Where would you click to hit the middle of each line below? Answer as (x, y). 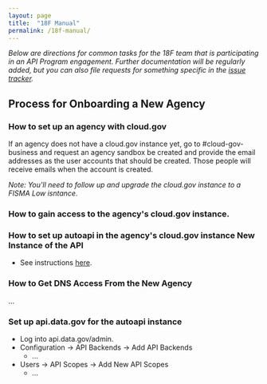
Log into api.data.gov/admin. (67, 338)
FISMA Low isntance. (43, 193)
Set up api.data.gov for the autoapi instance (95, 322)
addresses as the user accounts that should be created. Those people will (130, 161)
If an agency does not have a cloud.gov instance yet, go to (104, 144)
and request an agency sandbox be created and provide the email (147, 152)
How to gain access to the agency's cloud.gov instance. (119, 214)
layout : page (30, 16)
